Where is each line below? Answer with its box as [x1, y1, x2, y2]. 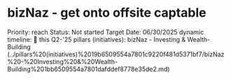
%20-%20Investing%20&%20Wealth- [7, 57, 118, 65]
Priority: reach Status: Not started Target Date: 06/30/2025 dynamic [7, 28, 204, 36]
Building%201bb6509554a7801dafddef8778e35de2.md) [7, 65, 170, 73]
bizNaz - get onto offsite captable [7, 5, 206, 21]
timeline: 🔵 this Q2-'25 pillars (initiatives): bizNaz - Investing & [7, 35, 186, 43]
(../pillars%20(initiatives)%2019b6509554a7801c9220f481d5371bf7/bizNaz [7, 50, 225, 58]
